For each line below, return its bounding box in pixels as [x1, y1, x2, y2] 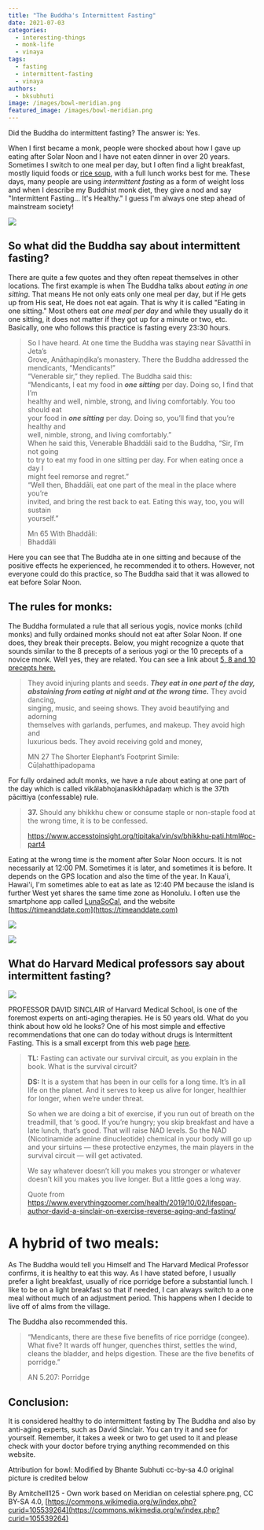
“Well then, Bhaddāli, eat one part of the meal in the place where [27, 480, 237, 489]
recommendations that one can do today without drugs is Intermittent [8, 1030, 233, 1039]
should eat [27, 404, 62, 414]
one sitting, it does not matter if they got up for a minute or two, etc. [8, 314, 228, 323]
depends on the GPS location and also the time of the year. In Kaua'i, [8, 871, 231, 881]
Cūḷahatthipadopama [27, 760, 96, 769]
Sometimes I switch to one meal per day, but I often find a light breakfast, [8, 160, 245, 169]
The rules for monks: [8, 600, 112, 614]
